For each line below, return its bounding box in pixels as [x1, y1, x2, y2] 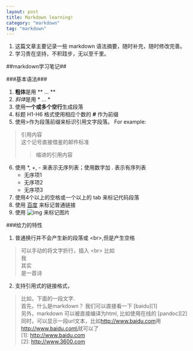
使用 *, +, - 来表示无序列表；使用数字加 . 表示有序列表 [14, 164, 146, 171]
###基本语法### [6, 75, 48, 83]
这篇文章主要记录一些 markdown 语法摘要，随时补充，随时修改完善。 [14, 43, 186, 50]
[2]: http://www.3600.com [20, 338, 85, 345]
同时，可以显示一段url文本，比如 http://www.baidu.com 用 [20, 317, 161, 325]
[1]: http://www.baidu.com [20, 332, 85, 339]
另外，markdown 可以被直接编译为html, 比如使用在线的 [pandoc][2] [20, 310, 188, 317]
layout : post [6, 8, 39, 15]
